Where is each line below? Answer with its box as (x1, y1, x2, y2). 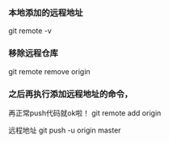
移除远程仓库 (8, 48, 59, 59)
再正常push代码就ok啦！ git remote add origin (8, 107, 162, 118)
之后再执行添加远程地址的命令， (8, 88, 133, 99)
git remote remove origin (8, 66, 91, 76)
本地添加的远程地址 (8, 6, 83, 18)
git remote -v (8, 26, 53, 36)
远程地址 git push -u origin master (8, 125, 121, 135)
